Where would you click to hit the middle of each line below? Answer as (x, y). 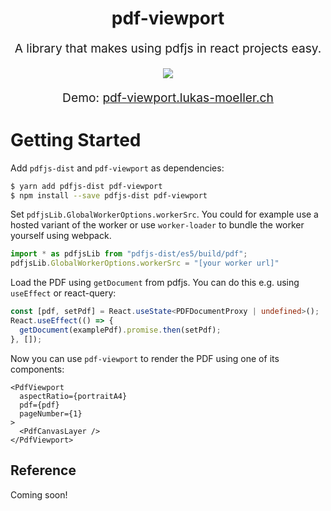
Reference (43, 470)
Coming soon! (39, 494)
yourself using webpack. (61, 236)
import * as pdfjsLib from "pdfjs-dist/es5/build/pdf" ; (129, 254)
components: (37, 369)
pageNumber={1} (51, 413)
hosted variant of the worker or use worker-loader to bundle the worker (157, 225)
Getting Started (76, 139)
